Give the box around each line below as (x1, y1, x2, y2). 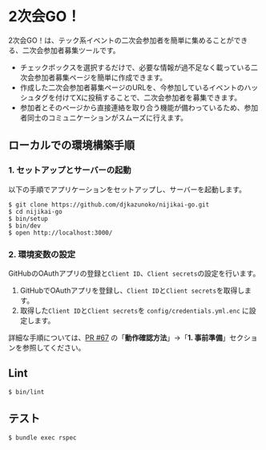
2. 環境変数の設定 (8, 248, 76, 260)
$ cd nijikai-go (8, 207, 62, 215)
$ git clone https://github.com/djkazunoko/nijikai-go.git (8, 200, 210, 209)
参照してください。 (22, 342, 86, 352)
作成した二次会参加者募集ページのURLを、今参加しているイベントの (19, 82, 244, 92)
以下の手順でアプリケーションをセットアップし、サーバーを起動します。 (8, 184, 247, 194)
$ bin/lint (8, 387, 45, 396)
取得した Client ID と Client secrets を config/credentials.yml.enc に (19, 305, 250, 315)
